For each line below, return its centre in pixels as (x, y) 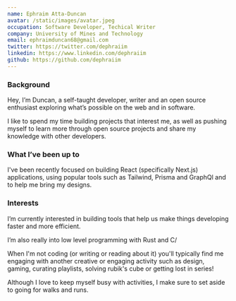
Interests (23, 203)
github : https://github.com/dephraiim (64, 60)
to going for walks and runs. (48, 290)
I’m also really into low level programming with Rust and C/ (92, 240)
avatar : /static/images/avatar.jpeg (61, 20)
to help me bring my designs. (50, 185)
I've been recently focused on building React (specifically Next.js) (103, 170)
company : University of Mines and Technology (75, 34)
